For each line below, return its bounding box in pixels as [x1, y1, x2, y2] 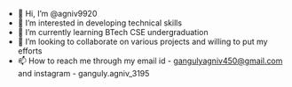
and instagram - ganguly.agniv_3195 [17, 69, 150, 78]
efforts [17, 46, 43, 56]
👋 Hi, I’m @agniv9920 [17, 9, 98, 18]
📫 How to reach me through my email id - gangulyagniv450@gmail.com [17, 55, 283, 66]
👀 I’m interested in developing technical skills [17, 18, 183, 28]
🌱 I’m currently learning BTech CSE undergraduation [17, 27, 209, 37]
